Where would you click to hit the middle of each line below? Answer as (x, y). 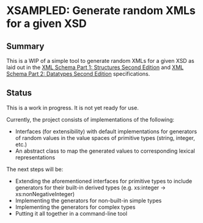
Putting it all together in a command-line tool (71, 213)
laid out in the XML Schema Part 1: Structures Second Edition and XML (95, 67)
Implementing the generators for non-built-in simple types (88, 200)
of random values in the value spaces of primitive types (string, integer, (105, 137)
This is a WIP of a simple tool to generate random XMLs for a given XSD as (100, 61)
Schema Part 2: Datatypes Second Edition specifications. (78, 74)
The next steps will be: (35, 169)
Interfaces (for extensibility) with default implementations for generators (106, 131)
